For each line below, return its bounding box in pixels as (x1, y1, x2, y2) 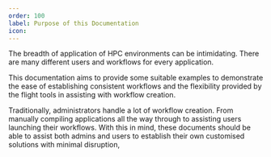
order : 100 (8, 11, 45, 20)
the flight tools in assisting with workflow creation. (8, 90, 176, 100)
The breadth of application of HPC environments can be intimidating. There (8, 49, 260, 59)
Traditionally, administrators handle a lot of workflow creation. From (8, 105, 234, 115)
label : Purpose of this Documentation (8, 19, 139, 27)
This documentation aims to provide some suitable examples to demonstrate (8, 73, 264, 83)
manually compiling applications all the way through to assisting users (8, 114, 242, 124)
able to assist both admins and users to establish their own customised (8, 131, 245, 141)
